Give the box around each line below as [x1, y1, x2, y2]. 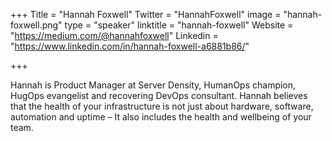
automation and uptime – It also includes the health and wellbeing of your [10, 111, 312, 123]
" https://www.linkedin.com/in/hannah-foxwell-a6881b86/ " [10, 40, 250, 52]
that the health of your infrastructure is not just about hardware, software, [10, 100, 314, 112]
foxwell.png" [10, 19, 63, 31]
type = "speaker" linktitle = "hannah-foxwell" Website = [64, 19, 294, 31]
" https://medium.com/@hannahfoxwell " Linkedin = [10, 30, 219, 41]
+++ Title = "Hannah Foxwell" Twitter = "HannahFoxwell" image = [10, 9, 282, 20]
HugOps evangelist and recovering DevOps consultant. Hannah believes [10, 90, 308, 101]
